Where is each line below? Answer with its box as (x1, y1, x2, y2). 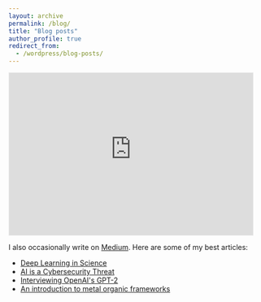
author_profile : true (8, 34, 82, 43)
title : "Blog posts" (8, 27, 79, 35)
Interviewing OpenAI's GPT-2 (20, 275, 119, 285)
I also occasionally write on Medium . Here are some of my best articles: (8, 243, 248, 252)
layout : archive (8, 11, 63, 20)
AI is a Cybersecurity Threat (20, 267, 115, 276)
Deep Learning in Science (20, 258, 107, 268)
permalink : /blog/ (8, 19, 71, 28)
